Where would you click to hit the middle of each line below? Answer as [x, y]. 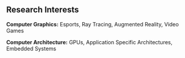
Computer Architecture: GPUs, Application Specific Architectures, [89, 42]
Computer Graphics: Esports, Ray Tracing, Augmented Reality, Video [93, 24]
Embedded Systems [31, 48]
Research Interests [43, 10]
